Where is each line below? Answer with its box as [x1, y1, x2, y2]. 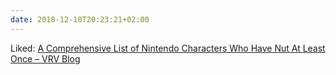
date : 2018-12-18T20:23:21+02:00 [10, 14, 150, 25]
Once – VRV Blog [10, 52, 81, 65]
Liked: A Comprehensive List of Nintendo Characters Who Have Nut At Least [10, 42, 326, 54]
